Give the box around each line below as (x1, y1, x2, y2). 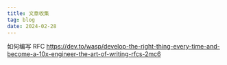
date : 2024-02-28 (7, 23, 57, 29)
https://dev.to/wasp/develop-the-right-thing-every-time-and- (46, 42, 221, 51)
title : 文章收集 (7, 10, 49, 17)
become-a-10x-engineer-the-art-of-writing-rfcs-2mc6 (7, 50, 161, 58)
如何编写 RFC (7, 42, 45, 51)
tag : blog (7, 16, 36, 23)
